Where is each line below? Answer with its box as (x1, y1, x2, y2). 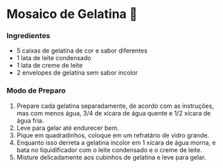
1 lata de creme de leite (16, 62, 83, 70)
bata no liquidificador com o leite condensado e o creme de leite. (16, 145, 202, 154)
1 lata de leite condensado (16, 54, 91, 62)
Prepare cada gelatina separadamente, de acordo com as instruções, (16, 102, 214, 110)
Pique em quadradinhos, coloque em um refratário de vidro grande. (16, 131, 209, 139)
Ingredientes (6, 31, 51, 41)
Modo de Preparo (6, 86, 66, 95)
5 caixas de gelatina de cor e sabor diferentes (16, 46, 148, 55)
